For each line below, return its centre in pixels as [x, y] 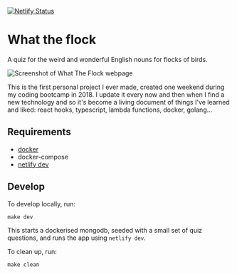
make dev [20, 217]
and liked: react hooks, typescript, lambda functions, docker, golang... [110, 110]
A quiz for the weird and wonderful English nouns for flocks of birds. [107, 59]
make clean [23, 264]
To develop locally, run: [42, 204]
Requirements [39, 132]
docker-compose [43, 157]
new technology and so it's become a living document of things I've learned [118, 102]
